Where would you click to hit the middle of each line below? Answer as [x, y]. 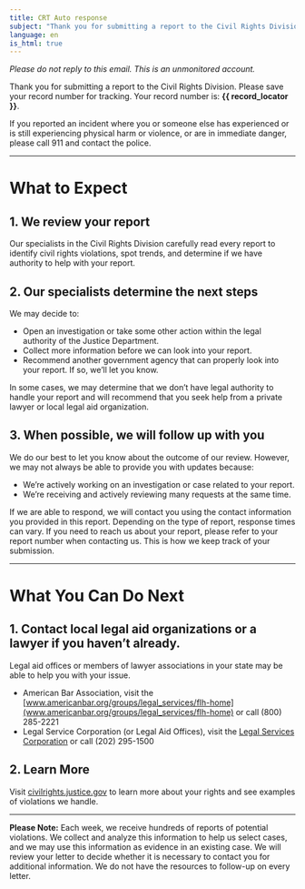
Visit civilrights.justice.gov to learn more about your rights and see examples [152, 792]
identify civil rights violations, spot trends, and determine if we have [136, 253]
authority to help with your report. [73, 263]
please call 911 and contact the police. [80, 143]
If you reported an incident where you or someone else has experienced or [149, 124]
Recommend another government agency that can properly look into [151, 360]
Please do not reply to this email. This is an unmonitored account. [133, 69]
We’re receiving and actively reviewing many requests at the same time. [157, 494]
